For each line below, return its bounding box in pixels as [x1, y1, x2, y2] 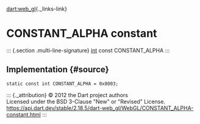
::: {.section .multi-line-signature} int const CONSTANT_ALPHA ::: [6, 46, 170, 54]
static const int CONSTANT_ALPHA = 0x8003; [6, 81, 119, 87]
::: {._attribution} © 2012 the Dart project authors [6, 91, 128, 98]
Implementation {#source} [6, 64, 110, 75]
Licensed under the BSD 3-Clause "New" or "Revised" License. [6, 98, 166, 105]
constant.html [6, 111, 41, 118]
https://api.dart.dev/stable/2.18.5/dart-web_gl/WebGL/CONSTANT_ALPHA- [6, 104, 194, 112]
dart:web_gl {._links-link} [6, 5, 67, 12]
